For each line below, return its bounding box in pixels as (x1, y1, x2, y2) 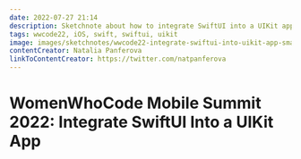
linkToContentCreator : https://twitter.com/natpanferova (9, 54, 227, 63)
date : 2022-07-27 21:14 (9, 13, 99, 22)
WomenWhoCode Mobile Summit (9, 93, 262, 113)
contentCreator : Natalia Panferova (9, 46, 142, 55)
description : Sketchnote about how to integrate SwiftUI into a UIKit (9, 21, 279, 30)
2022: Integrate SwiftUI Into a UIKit (9, 113, 274, 132)
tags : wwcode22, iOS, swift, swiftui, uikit (9, 29, 178, 38)
